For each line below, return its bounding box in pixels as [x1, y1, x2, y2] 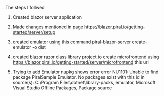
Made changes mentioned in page [12, 24, 84, 30]
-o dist [32, 44, 46, 50]
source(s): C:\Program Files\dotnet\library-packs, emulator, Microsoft [12, 80, 156, 85]
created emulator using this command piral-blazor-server [12, 39, 131, 45]
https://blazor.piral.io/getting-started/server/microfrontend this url [12, 59, 149, 65]
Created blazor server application [12, 14, 82, 20]
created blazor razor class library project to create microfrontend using [12, 54, 159, 60]
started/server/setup [12, 29, 56, 35]
